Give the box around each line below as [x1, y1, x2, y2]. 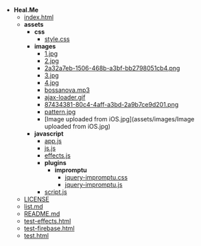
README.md [23, 210, 60, 218]
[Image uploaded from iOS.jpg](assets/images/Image [44, 115, 195, 123]
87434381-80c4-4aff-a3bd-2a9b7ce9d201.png [44, 101, 179, 108]
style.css [44, 35, 70, 43]
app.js [44, 137, 62, 145]
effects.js [44, 151, 71, 160]
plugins [44, 159, 67, 167]
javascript [34, 130, 64, 138]
